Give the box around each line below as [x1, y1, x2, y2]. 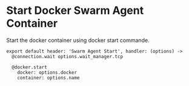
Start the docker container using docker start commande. [6, 36, 150, 44]
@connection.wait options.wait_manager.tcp [12, 53, 123, 59]
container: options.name [17, 74, 80, 81]
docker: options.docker [17, 69, 78, 76]
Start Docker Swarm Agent [6, 4, 144, 18]
